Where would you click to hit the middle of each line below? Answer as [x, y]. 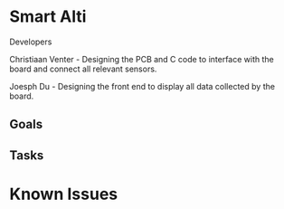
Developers [31, 42]
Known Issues [64, 194]
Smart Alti [48, 17]
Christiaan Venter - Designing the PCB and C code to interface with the [142, 59]
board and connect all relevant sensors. [83, 69]
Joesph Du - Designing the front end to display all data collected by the [142, 86]
